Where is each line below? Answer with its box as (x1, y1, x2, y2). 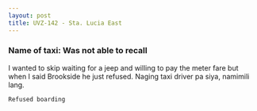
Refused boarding (8, 95, 66, 103)
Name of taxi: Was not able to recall (8, 45, 148, 56)
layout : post (8, 11, 52, 20)
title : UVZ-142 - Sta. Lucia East (8, 19, 123, 27)
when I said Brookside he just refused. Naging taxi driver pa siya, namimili (8, 71, 250, 81)
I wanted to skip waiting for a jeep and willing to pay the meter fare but (8, 63, 240, 72)
